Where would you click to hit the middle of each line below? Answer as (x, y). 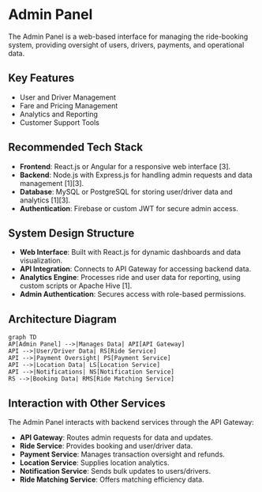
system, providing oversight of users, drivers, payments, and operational (126, 44)
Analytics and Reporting (59, 114)
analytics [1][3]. (45, 200)
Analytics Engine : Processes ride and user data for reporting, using (130, 278)
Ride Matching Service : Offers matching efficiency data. (112, 479)
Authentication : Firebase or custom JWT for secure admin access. (129, 208)
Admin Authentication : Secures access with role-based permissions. (133, 294)
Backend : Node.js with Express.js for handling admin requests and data (136, 175)
